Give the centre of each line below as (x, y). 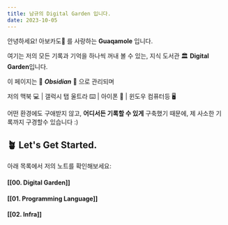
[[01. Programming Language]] (53, 199)
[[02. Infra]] (24, 215)
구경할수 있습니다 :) (52, 122)
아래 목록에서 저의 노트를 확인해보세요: (59, 166)
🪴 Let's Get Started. (52, 145)
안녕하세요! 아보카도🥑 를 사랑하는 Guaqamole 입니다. (80, 41)
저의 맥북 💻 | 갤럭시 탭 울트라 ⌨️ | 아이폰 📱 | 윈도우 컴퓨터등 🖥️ (92, 96)
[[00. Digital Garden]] (39, 183)
